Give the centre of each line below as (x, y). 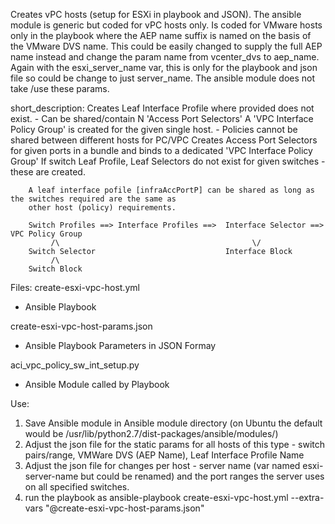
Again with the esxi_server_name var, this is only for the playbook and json (164, 67)
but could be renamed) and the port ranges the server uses (202, 476)
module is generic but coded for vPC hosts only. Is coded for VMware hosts (166, 25)
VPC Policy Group (46, 234)
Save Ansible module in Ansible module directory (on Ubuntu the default (173, 423)
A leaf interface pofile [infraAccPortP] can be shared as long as (171, 190)
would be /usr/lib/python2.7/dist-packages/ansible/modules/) (151, 433)
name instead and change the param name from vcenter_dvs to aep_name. (165, 57)
